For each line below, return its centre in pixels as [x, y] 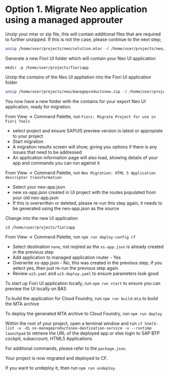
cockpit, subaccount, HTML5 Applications [49, 338]
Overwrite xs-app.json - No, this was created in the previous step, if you [87, 263]
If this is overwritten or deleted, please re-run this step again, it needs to [87, 203]
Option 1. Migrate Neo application [76, 9]
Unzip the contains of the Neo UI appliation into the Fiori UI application [78, 77]
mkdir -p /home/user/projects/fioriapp [47, 67]
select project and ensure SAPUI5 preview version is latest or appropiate [88, 130]
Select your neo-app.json [39, 187]
